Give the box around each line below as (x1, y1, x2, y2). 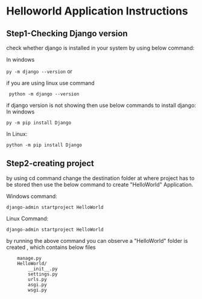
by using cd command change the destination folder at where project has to (6, 174, 195, 182)
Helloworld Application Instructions (6, 4, 188, 18)
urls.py (28, 276, 47, 282)
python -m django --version (8, 91, 80, 97)
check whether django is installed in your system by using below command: (6, 44, 195, 51)
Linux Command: (6, 214, 49, 222)
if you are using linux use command (6, 80, 95, 86)
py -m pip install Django (6, 120, 71, 126)
